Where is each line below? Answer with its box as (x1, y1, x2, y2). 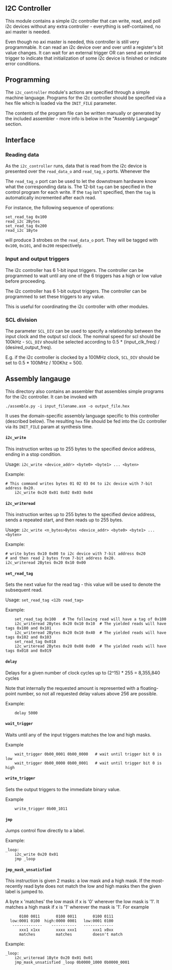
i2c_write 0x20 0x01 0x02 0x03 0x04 (14, 490, 93, 495)
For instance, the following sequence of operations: (5, 205, 114, 211)
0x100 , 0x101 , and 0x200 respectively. (5, 243, 83, 249)
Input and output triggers (5, 255, 69, 263)
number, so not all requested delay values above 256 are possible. (17, 690, 158, 697)
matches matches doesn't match (18, 932, 123, 937)
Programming (5, 76, 50, 84)
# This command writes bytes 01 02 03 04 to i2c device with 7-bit (5, 481, 153, 486)
